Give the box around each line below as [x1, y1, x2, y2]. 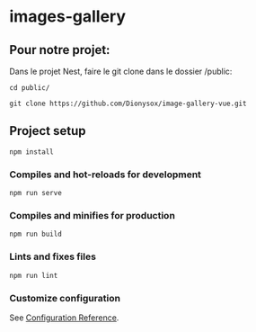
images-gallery [9, 6, 127, 27]
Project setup [9, 123, 87, 139]
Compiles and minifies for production [9, 210, 175, 222]
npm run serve [9, 189, 63, 198]
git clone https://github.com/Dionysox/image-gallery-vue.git [9, 99, 247, 108]
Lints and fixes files [9, 250, 97, 263]
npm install [9, 147, 54, 157]
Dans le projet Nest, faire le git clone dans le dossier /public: [9, 66, 233, 76]
